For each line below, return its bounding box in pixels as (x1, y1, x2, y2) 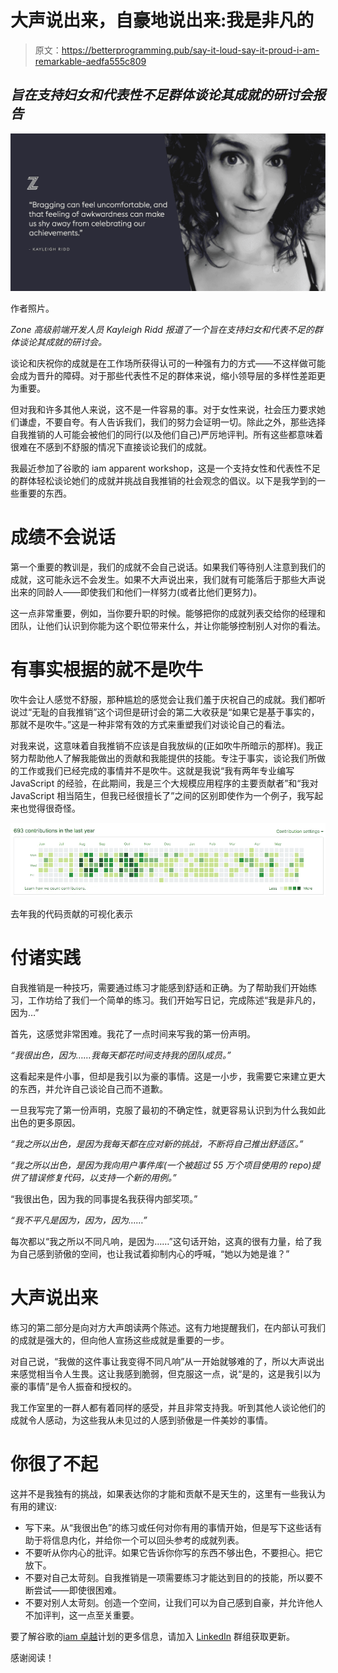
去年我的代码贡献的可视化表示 (10, 907, 133, 920)
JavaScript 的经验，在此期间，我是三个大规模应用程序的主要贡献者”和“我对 (10, 777, 319, 789)
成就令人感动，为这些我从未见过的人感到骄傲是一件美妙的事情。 (10, 1414, 273, 1426)
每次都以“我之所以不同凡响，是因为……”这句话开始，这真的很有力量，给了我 (10, 1235, 322, 1247)
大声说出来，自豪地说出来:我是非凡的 (10, 9, 315, 32)
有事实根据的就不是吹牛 (10, 658, 204, 681)
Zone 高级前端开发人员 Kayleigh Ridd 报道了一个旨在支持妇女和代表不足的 (10, 323, 315, 335)
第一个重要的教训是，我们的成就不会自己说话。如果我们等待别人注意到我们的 (10, 561, 326, 573)
